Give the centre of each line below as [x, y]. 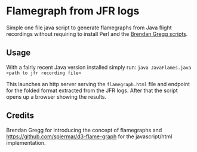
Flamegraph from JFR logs [73, 11]
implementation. [26, 142]
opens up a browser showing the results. [56, 96]
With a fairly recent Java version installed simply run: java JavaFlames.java [99, 67]
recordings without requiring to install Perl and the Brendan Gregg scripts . [97, 34]
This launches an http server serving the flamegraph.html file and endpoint [98, 84]
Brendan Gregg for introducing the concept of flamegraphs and [84, 130]
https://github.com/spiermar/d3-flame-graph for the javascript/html [89, 136]
